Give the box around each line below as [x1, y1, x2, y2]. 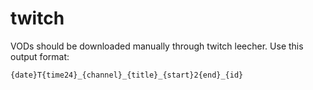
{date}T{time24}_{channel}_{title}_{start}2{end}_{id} [10, 70, 244, 80]
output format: [10, 50, 70, 62]
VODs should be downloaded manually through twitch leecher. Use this [10, 40, 304, 52]
